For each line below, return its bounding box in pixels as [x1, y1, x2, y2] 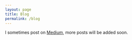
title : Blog [5, 12, 29, 17]
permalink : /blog [5, 16, 40, 21]
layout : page [5, 7, 32, 12]
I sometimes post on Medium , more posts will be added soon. [5, 30, 128, 36]
